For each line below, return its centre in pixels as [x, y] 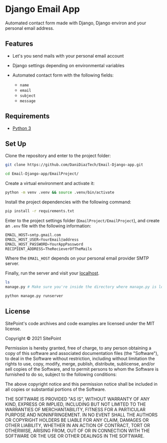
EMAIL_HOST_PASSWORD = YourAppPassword [44, 244]
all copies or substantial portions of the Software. [55, 389]
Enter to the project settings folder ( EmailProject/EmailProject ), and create [83, 220]
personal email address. [30, 28]
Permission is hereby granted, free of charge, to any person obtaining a [78, 348]
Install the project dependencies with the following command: [68, 202]
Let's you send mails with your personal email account [68, 56]
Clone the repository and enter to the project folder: [58, 156]
